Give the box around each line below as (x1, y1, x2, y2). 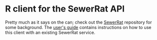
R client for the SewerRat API (5, 3, 125, 14)
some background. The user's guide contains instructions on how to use (5, 24, 152, 30)
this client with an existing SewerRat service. (5, 29, 96, 35)
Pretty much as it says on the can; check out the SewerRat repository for (5, 19, 152, 25)
